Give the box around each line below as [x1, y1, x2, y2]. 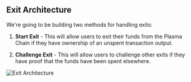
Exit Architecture [6, 5, 72, 15]
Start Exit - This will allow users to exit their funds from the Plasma [15, 33, 183, 40]
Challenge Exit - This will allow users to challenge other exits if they [15, 51, 186, 58]
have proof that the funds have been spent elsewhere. [15, 57, 151, 64]
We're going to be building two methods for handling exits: [6, 21, 153, 28]
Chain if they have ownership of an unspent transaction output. [15, 39, 173, 46]
